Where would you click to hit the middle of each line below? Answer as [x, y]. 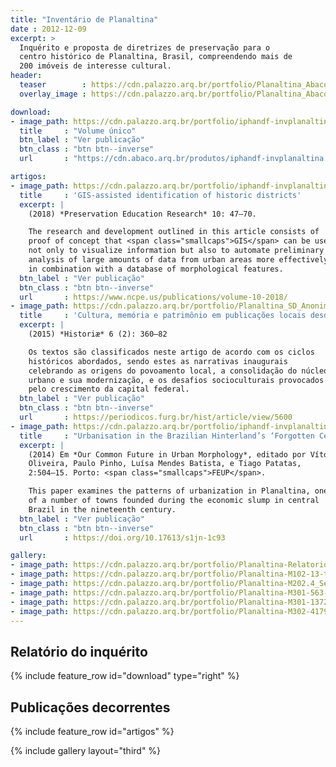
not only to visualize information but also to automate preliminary [176, 251]
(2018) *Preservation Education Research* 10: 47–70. [142, 214]
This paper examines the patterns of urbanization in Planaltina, [169, 491]
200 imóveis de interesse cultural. [95, 66]
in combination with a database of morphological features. [156, 269]
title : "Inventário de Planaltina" [84, 19]
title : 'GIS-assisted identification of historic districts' [160, 195]
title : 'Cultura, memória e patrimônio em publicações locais [163, 316]
